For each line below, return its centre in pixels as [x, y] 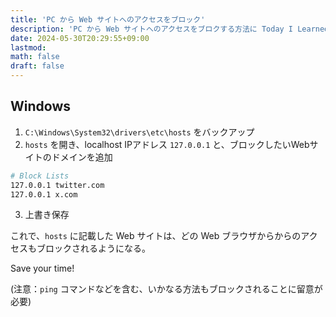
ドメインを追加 [82, 157]
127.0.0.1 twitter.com [57, 185]
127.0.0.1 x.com [44, 194]
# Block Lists [40, 176]
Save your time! [42, 268]
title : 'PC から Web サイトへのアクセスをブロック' [108, 19]
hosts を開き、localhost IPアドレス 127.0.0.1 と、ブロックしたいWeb [167, 144]
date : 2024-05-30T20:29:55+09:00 [80, 38]
